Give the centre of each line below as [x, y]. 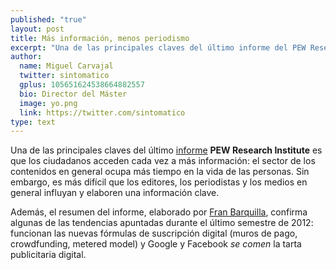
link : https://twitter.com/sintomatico [102, 112]
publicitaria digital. [48, 255]
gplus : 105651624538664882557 [82, 85]
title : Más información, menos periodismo [100, 38]
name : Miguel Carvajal [66, 66]
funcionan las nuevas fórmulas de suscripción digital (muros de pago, [154, 233]
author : [26, 57]
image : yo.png [48, 103]
